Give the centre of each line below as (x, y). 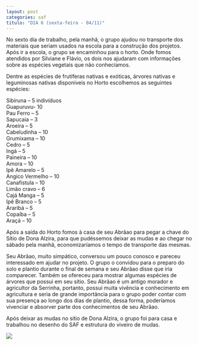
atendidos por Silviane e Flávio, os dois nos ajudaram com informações (94, 59)
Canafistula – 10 (26, 183)
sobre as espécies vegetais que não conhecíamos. (68, 65)
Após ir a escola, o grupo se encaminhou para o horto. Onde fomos (89, 52)
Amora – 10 (20, 164)
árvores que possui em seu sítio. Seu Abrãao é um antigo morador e (90, 282)
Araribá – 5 (20, 208)
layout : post (22, 12)
